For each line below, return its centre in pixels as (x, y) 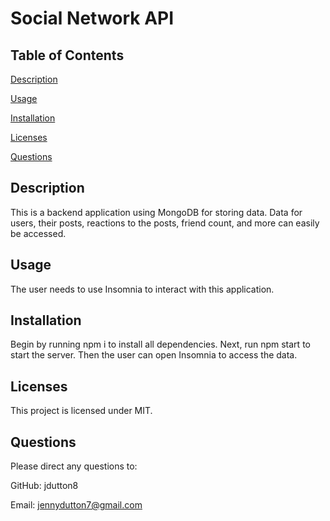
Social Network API (92, 18)
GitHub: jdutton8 (44, 486)
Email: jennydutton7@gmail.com (76, 505)
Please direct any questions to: (74, 466)
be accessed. (38, 233)
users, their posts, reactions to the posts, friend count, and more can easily (165, 223)
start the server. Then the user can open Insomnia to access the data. (154, 355)
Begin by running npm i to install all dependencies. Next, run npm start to (160, 344)
